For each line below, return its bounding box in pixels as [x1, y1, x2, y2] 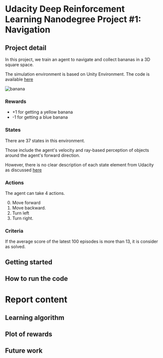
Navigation [5, 24, 50, 35]
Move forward [12, 199, 41, 206]
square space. [5, 62, 34, 67]
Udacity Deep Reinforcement [5, 3, 125, 15]
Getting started [5, 258, 53, 266]
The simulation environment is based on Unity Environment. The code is [5, 71, 150, 77]
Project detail [5, 43, 46, 52]
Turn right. [12, 215, 34, 221]
